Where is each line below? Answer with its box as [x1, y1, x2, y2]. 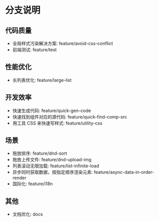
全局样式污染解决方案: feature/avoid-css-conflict [12, 41, 113, 46]
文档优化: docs [12, 211, 43, 217]
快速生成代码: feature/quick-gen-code [12, 107, 91, 114]
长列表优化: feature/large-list [12, 77, 72, 83]
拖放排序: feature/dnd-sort [12, 150, 67, 156]
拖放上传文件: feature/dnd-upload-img [12, 157, 91, 163]
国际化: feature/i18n [12, 181, 53, 187]
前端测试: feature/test [12, 47, 57, 53]
